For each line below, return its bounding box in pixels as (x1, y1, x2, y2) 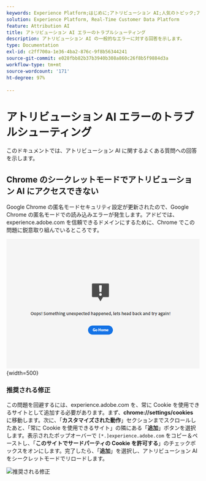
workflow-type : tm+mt (6, 61, 62, 67)
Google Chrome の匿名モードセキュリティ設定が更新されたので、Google (6, 203, 189, 210)
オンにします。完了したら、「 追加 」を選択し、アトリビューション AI (27, 447, 198, 454)
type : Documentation (6, 42, 59, 48)
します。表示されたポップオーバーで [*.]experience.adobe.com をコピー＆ (6, 431, 193, 439)
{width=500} (6, 369, 39, 377)
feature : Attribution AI (6, 23, 70, 29)
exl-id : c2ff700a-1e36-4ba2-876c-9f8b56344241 (6, 49, 128, 55)
